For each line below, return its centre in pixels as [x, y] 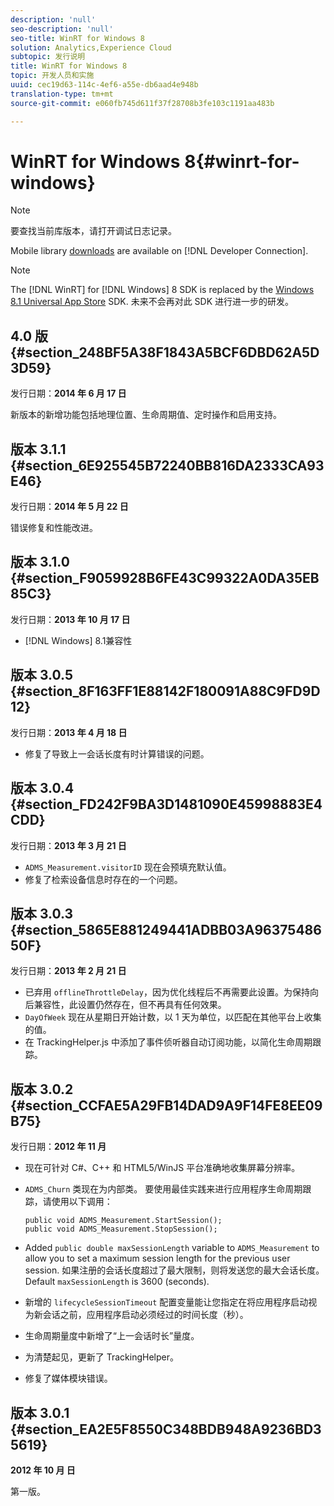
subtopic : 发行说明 [48, 57]
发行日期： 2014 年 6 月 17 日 [68, 393]
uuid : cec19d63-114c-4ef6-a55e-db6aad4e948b [104, 85]
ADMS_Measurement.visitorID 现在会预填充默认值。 [128, 867]
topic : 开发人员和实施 [52, 76]
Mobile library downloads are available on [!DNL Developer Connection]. [159, 251]
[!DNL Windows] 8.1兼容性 [78, 640]
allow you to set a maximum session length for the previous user [157, 1258]
